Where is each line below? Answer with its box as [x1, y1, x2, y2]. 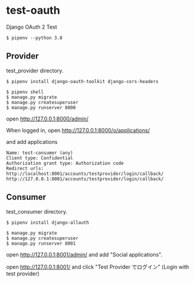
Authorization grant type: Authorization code [6, 160, 124, 166]
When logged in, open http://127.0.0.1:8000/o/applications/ [6, 127, 150, 134]
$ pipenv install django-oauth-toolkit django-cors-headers [6, 78, 159, 84]
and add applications [6, 138, 58, 145]
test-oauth [6, 4, 61, 17]
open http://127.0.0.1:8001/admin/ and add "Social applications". [6, 251, 163, 258]
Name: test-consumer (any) [6, 150, 73, 156]
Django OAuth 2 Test [6, 23, 58, 30]
